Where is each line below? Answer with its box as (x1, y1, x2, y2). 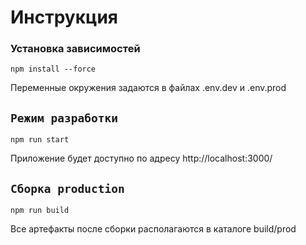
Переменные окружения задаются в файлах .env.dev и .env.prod (10, 82, 287, 94)
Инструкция (10, 6, 118, 29)
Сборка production (10, 181, 125, 196)
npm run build (10, 206, 70, 216)
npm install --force (10, 64, 97, 75)
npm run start (10, 135, 70, 145)
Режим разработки (10, 111, 118, 125)
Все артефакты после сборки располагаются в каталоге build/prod (10, 223, 297, 235)
